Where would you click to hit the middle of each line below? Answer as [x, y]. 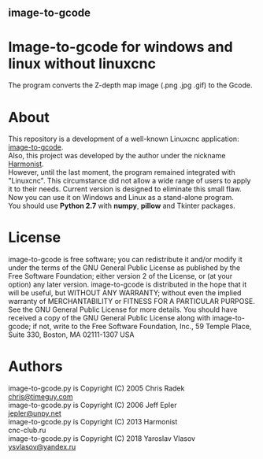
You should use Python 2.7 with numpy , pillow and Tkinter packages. [122, 206]
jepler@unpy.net [35, 413]
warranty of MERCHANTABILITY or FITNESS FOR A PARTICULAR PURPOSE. [132, 302]
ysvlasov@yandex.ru [42, 447]
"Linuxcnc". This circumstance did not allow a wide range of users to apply [130, 181]
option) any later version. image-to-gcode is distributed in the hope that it [128, 285]
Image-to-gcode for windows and [121, 47]
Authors [35, 366]
